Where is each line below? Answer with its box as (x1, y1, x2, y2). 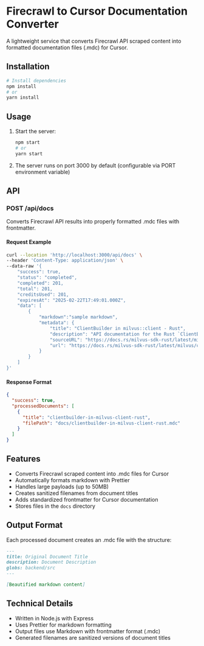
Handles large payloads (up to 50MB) (15, 483, 109, 490)
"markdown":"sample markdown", (38, 314, 118, 320)
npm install (6, 83, 36, 90)
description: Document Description (6, 559, 97, 566)
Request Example (6, 238, 52, 245)
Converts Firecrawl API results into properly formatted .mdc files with (6, 218, 180, 225)
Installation (6, 61, 50, 72)
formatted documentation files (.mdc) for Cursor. (6, 44, 129, 51)
